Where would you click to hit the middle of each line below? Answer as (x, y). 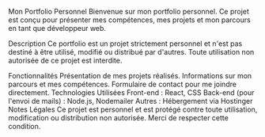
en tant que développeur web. (57, 28)
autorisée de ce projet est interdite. (65, 60)
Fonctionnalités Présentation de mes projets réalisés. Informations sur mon (130, 76)
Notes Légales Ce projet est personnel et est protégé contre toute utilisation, (133, 109)
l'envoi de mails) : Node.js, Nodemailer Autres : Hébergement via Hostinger (131, 101)
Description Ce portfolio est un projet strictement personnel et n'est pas (125, 44)
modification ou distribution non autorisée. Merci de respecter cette (119, 118)
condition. (25, 126)
